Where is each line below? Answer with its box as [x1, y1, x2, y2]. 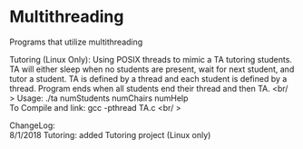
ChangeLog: [9, 120, 56, 131]
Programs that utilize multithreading [9, 36, 143, 47]
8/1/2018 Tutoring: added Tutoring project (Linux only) [9, 129, 211, 140]
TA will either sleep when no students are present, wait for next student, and [9, 64, 295, 74]
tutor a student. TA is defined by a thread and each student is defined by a [9, 73, 288, 84]
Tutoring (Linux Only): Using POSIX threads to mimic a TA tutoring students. [9, 54, 293, 65]
